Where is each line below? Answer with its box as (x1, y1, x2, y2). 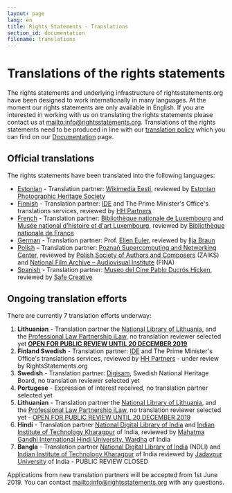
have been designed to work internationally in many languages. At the (7, 96, 206, 105)
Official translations (7, 153, 95, 165)
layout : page (7, 10, 45, 17)
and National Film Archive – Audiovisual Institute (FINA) (17, 258, 175, 267)
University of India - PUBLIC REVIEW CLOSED (17, 457, 149, 465)
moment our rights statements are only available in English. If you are (7, 103, 204, 111)
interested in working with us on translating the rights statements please (7, 111, 213, 119)
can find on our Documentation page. (7, 133, 114, 141)
